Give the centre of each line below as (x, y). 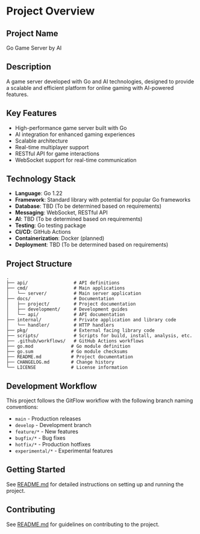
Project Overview (51, 11)
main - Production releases (48, 419)
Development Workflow (52, 386)
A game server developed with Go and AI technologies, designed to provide (100, 81)
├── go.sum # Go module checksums (67, 352)
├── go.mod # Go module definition (68, 346)
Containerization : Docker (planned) (60, 238)
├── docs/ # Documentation (60, 299)
